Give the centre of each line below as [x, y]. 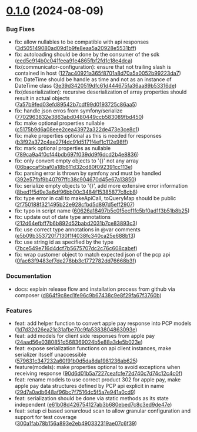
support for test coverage [46, 417]
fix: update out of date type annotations [63, 217]
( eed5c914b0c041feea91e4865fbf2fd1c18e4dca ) [74, 61]
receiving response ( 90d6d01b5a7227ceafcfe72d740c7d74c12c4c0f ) [98, 373]
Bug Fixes [21, 29]
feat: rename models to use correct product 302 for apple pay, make [98, 380]
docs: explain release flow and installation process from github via [95, 289]
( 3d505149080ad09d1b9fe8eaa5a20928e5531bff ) [76, 48]
